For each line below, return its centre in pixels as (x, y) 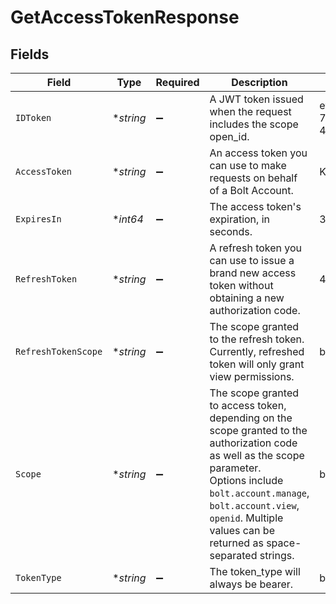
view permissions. (252, 376)
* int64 (128, 219)
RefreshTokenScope (59, 351)
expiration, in (239, 219)
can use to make (248, 165)
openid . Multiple (246, 518)
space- (284, 543)
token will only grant (257, 364)
